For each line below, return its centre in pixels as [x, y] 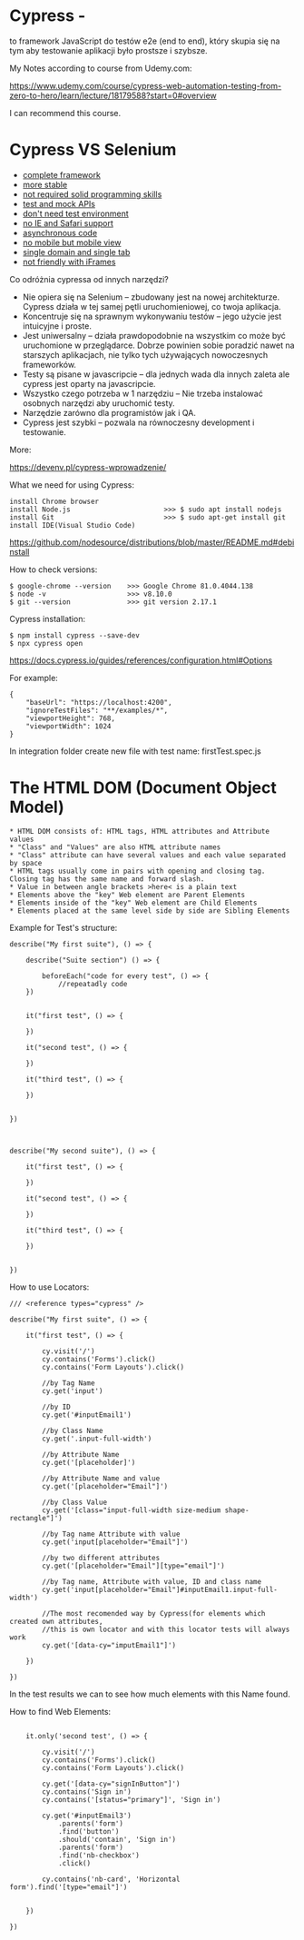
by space [26, 863]
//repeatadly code [93, 984]
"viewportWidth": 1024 [69, 726]
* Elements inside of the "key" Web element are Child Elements [133, 903]
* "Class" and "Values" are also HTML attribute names [115, 847]
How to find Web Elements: [60, 1711]
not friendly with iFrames [69, 262]
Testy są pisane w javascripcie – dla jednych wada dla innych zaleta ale [156, 374]
